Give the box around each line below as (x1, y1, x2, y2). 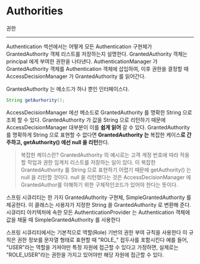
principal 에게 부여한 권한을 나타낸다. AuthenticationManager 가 (6, 58, 158, 65)
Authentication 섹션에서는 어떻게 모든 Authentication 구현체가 (6, 43, 152, 50)
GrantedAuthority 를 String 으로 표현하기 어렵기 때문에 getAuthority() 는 (20, 166, 192, 173)
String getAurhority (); (6, 97, 65, 103)
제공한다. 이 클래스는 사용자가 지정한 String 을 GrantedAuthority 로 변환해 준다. (6, 201, 192, 208)
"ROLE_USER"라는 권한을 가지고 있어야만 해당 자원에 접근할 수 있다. (6, 251, 164, 258)
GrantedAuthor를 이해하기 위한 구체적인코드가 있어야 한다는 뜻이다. (20, 181, 179, 188)
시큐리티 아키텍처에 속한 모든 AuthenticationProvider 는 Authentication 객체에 (6, 209, 190, 216)
